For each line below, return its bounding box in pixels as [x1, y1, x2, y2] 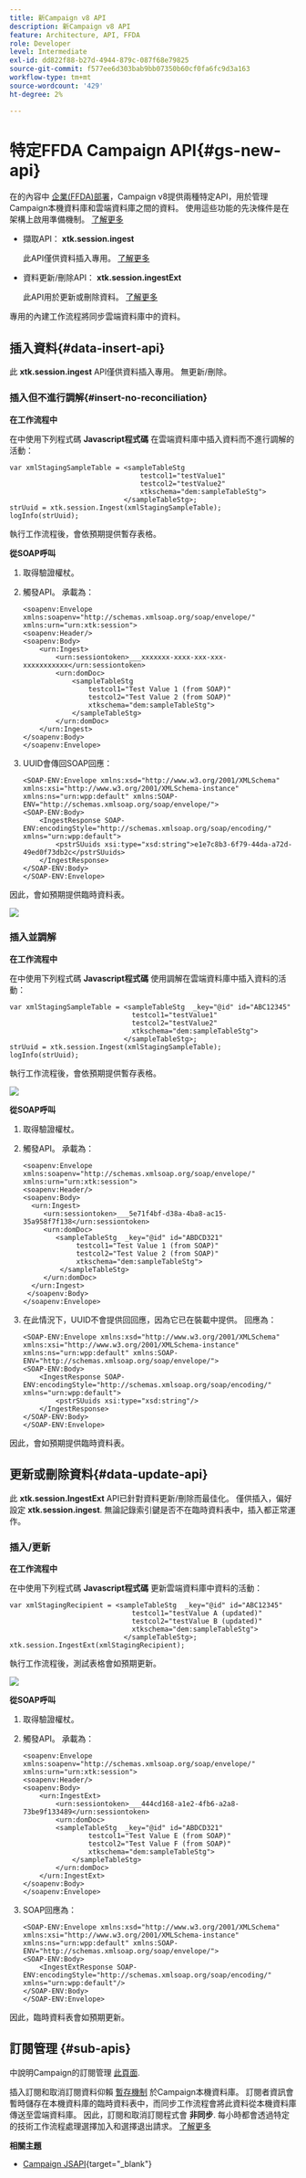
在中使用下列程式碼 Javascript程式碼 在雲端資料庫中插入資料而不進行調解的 [9, 433, 294, 444]
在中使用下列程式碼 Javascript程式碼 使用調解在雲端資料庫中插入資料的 [9, 973, 279, 984]
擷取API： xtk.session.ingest [22, 234, 135, 245]
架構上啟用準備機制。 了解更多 [9, 214, 124, 225]
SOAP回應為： [22, 1904, 77, 1915]
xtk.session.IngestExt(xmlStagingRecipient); [9, 1640, 185, 1649]
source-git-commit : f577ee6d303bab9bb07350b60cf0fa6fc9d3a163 [9, 65, 250, 74]
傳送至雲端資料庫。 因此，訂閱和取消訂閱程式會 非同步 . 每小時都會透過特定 [9, 2109, 290, 2120]
